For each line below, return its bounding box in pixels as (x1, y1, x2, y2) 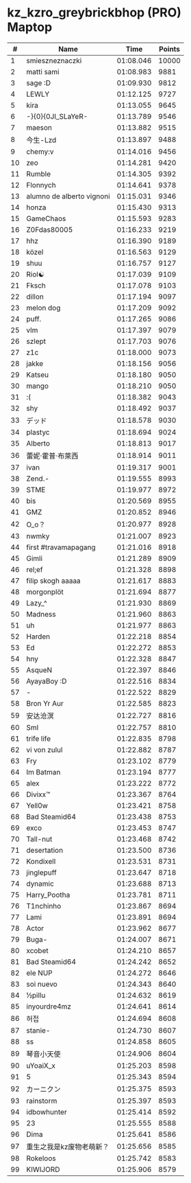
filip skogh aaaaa (26, 575, 81, 585)
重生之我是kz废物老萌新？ (26, 1142, 110, 1151)
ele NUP (26, 968, 53, 978)
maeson (26, 122, 53, 132)
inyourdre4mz (26, 1001, 72, 1011)
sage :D (26, 78, 51, 87)
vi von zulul (26, 745, 63, 755)
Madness (26, 609, 56, 619)
